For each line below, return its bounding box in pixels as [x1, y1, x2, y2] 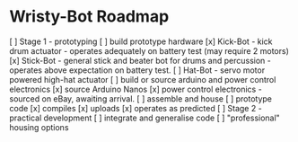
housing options [9, 121, 69, 132]
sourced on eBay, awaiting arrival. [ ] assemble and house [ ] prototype [9, 93, 272, 104]
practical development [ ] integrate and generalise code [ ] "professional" [9, 112, 280, 123]
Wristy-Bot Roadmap [9, 6, 170, 27]
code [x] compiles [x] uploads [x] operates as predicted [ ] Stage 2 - [9, 102, 262, 113]
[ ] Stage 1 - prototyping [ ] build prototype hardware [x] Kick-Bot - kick [9, 36, 273, 47]
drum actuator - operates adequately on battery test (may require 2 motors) [9, 45, 290, 56]
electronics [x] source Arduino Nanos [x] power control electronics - [9, 84, 262, 94]
